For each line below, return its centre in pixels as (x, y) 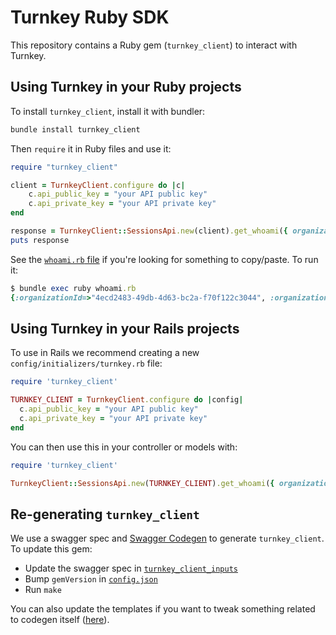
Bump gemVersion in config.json (91, 579)
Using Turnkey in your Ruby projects (126, 87)
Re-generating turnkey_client (105, 514)
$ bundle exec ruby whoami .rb (73, 288)
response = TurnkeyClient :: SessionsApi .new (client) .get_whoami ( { (149, 231)
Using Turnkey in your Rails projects (125, 328)
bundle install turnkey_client (75, 129)
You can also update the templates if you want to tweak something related (163, 609)
